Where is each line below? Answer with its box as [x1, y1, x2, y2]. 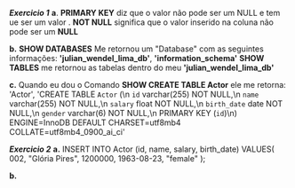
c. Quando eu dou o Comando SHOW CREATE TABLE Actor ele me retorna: [9, 80, 286, 90]
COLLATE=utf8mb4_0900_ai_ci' [9, 127, 126, 137]
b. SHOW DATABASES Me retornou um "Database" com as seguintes [9, 43, 264, 54]
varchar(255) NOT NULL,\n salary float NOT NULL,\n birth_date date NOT [9, 98, 283, 109]
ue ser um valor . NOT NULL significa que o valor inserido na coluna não [9, 17, 274, 27]
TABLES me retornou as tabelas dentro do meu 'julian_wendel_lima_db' [9, 62, 275, 73]
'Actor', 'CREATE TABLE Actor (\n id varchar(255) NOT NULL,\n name [9, 89, 259, 99]
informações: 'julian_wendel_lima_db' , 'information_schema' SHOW [9, 53, 265, 63]
